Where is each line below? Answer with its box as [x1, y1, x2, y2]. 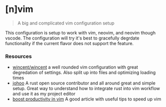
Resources [5, 52, 32, 59]
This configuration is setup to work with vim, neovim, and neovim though [5, 29, 156, 35]
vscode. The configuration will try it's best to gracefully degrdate [5, 35, 139, 41]
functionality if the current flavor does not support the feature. [5, 40, 134, 46]
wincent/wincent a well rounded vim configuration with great [12, 64, 138, 70]
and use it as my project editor [12, 91, 76, 97]
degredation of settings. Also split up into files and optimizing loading [12, 69, 156, 75]
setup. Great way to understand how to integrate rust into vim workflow [12, 85, 160, 91]
